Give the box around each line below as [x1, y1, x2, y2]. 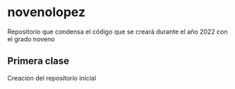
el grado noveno [7, 34, 55, 43]
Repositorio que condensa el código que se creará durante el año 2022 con [7, 27, 228, 36]
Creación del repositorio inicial [7, 74, 97, 82]
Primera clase [7, 55, 69, 67]
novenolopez [7, 4, 86, 20]
